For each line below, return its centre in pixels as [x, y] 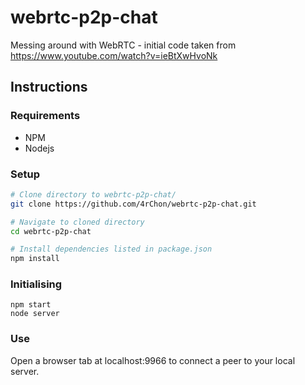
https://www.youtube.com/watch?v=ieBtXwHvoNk [114, 55]
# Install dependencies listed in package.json [111, 249]
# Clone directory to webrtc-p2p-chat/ [93, 194]
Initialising [36, 284]
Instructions [49, 87]
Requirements [45, 116]
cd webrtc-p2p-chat [51, 231]
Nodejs [39, 148]
